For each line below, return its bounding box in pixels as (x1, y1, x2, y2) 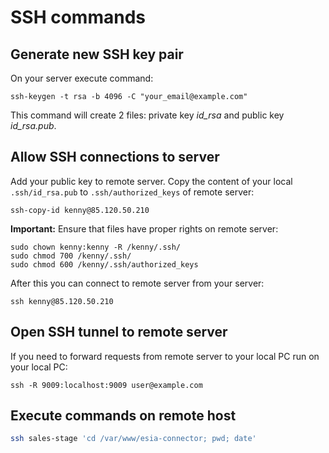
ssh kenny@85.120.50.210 (10, 296, 114, 306)
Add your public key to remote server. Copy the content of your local (10, 175, 293, 187)
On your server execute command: (10, 72, 154, 84)
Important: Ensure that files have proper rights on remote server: (10, 222, 279, 235)
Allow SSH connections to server (10, 149, 220, 166)
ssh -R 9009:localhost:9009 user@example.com (10, 380, 203, 390)
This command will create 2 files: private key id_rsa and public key (10, 109, 285, 121)
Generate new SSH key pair (10, 46, 184, 63)
